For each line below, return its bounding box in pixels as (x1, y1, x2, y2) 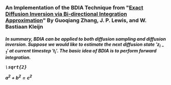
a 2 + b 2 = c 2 (5, 74, 32, 80)
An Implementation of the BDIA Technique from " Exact (5, 4, 143, 11)
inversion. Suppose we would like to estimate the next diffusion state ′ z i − (5, 41, 164, 48)
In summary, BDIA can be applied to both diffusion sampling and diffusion (5, 36, 166, 42)
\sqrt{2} (5, 64, 27, 70)
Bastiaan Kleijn (5, 23, 43, 30)
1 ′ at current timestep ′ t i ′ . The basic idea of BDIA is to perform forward (5, 48, 157, 55)
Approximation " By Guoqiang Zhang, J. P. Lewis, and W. (5, 17, 147, 24)
